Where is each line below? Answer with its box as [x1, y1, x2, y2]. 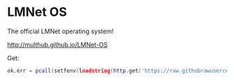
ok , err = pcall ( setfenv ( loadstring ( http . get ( [7, 67, 141, 74]
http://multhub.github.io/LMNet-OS [7, 40, 108, 48]
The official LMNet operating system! [7, 27, 114, 35]
